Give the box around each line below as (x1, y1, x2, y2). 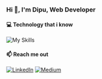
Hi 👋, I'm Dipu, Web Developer (6, 5, 96, 14)
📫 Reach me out (6, 51, 49, 58)
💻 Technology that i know (6, 21, 74, 28)
